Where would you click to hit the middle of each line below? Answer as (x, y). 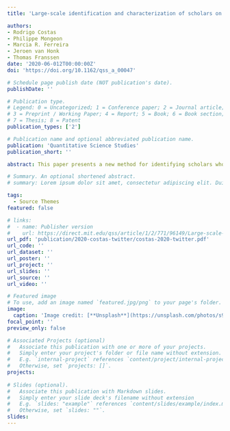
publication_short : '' (39, 152)
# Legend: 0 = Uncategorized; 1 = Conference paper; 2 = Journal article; (116, 108)
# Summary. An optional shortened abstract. (72, 177)
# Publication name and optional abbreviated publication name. (101, 139)
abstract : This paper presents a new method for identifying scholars (110, 164)
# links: (20, 220)
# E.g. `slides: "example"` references (67, 404)
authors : (20, 26)
